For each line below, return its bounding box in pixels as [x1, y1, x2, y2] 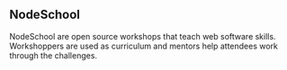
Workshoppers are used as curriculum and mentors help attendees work [9, 40, 279, 51]
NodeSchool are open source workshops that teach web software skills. [9, 31, 276, 41]
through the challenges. [9, 49, 97, 61]
